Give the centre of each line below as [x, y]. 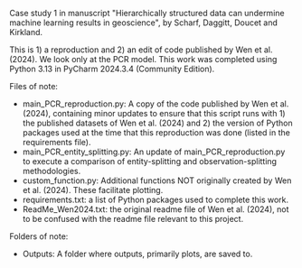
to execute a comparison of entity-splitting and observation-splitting [150, 161]
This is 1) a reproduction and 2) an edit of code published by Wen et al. [141, 50]
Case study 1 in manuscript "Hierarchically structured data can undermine [147, 13]
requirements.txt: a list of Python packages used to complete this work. [156, 199]
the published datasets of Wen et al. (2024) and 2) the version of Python [157, 123]
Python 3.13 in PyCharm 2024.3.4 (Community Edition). [112, 69]
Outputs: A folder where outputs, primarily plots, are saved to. [137, 254]
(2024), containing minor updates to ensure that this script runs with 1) [154, 113]
